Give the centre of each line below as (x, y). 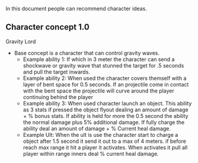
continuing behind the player (58, 97)
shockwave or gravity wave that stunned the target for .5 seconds (103, 65)
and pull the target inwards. (56, 72)
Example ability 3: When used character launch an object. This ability (107, 103)
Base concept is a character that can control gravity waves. (87, 53)
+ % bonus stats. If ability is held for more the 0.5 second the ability (106, 116)
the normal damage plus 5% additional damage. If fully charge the (104, 122)
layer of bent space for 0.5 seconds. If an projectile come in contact (106, 84)
